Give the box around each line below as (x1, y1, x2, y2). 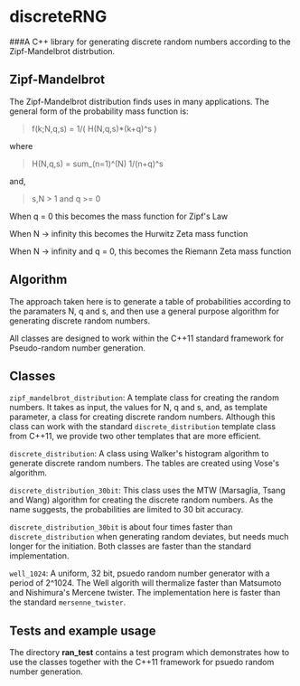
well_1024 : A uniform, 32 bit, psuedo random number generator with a (9, 568, 270, 579)
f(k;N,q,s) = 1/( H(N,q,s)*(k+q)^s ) (31, 123, 157, 134)
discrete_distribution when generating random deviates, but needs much (9, 531, 289, 542)
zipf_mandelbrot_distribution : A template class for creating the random (9, 392, 280, 403)
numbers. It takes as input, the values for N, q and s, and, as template (9, 402, 268, 413)
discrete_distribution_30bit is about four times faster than (9, 522, 233, 532)
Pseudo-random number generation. (9, 342, 146, 353)
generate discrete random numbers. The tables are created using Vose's (9, 458, 280, 469)
